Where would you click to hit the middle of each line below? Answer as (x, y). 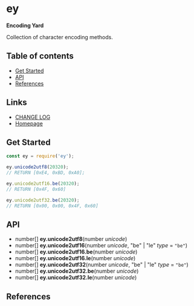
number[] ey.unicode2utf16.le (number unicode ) (75, 258)
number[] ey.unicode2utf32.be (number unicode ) (77, 271)
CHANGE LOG (33, 117)
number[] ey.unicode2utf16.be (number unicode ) (76, 252)
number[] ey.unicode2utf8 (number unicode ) (71, 239)
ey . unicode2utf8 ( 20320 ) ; (37, 167)
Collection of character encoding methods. (60, 37)
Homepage (29, 123)
